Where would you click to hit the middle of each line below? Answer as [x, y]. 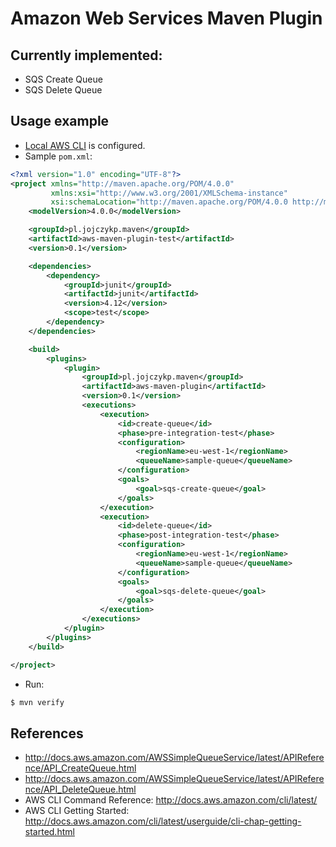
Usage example [60, 121]
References [47, 733]
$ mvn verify [37, 702]
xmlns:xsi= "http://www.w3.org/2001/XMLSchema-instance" [169, 193]
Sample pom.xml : [58, 156]
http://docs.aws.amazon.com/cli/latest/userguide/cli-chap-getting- [163, 821]
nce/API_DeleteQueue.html [80, 789]
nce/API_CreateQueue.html [80, 768]
